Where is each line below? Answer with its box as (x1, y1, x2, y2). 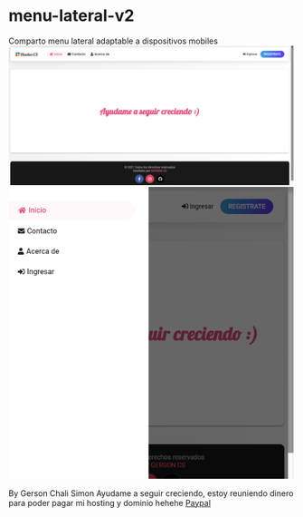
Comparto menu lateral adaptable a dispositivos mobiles (8, 35, 219, 46)
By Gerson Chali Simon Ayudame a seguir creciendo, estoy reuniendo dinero (8, 487, 294, 499)
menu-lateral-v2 (8, 5, 135, 26)
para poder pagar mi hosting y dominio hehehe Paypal (8, 497, 212, 508)
